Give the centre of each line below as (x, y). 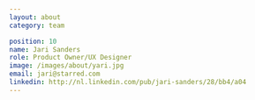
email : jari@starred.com (55, 74)
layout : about (35, 17)
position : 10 (33, 41)
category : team (37, 25)
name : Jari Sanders (45, 49)
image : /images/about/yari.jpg (67, 66)
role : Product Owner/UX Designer (71, 58)
